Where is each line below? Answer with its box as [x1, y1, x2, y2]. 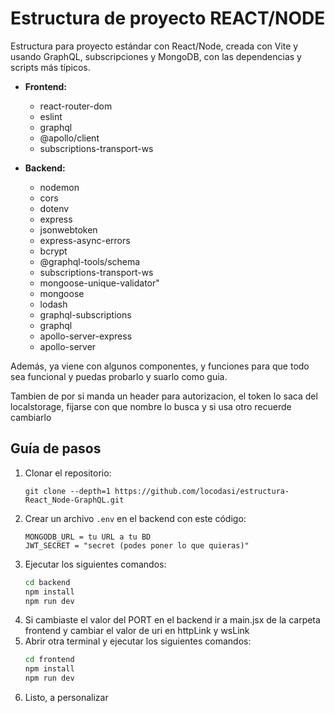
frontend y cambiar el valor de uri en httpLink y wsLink [24, 625, 250, 637]
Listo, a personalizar [24, 692, 109, 703]
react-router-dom [39, 100, 113, 112]
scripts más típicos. [10, 61, 91, 73]
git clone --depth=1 [24, 486, 111, 496]
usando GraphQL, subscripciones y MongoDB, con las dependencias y [10, 50, 302, 62]
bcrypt [39, 245, 68, 257]
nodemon [39, 181, 80, 193]
